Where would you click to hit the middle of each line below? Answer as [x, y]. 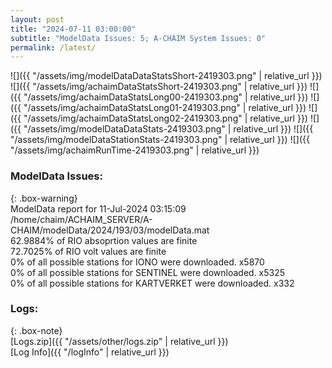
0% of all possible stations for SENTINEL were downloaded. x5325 [148, 272]
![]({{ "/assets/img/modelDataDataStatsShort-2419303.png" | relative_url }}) [166, 76]
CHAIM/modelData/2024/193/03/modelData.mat [110, 230]
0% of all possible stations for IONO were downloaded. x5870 [137, 262]
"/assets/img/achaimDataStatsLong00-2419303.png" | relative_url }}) [166, 97]
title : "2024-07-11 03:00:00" [73, 29]
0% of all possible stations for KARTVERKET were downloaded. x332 [152, 283]
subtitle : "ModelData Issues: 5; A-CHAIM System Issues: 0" [138, 38]
